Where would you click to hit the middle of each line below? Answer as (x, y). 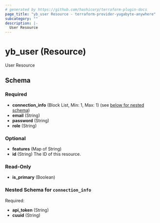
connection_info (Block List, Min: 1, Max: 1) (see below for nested (78, 105)
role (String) (24, 126)
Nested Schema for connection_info (48, 190)
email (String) (26, 115)
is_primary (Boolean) (34, 177)
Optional (15, 138)
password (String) (31, 120)
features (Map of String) (37, 149)
